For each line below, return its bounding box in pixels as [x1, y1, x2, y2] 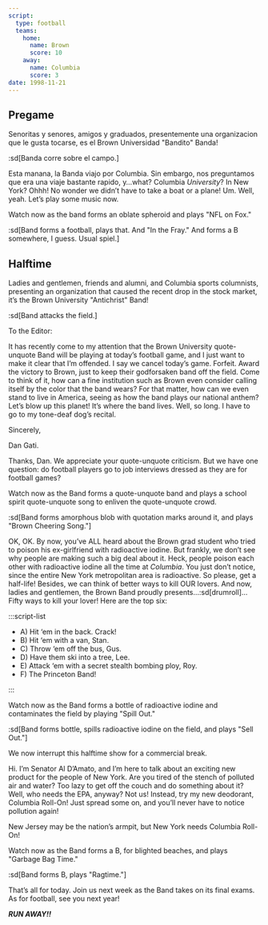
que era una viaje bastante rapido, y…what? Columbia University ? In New [8, 177, 250, 187]
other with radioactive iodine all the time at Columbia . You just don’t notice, [8, 562, 256, 572]
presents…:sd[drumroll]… [164, 588, 248, 597]
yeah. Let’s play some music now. [8, 194, 119, 204]
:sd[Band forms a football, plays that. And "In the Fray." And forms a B [8, 225, 238, 235]
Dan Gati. [8, 441, 39, 450]
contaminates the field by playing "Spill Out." [8, 709, 156, 719]
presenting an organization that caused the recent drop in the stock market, [8, 287, 258, 297]
